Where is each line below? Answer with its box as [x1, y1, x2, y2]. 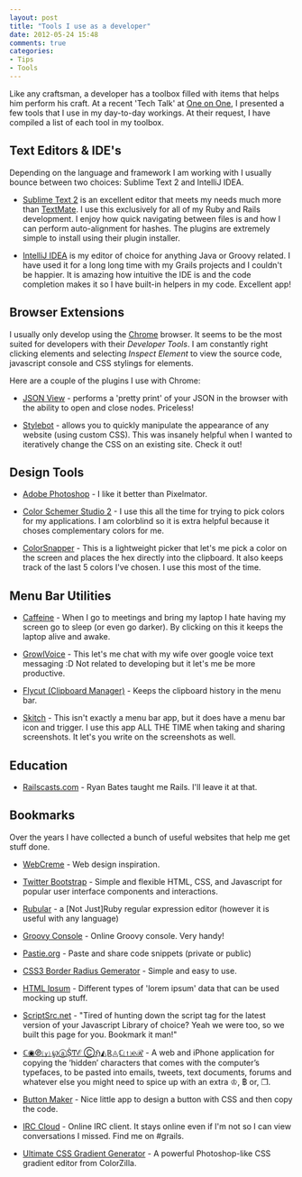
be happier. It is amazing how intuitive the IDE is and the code [22, 269, 252, 280]
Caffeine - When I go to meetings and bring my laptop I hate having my [22, 612, 287, 623]
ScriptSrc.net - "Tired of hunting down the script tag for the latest [22, 1009, 266, 1020]
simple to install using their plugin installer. [22, 232, 180, 244]
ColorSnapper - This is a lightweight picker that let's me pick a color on [22, 543, 287, 554]
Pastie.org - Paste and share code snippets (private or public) [22, 948, 252, 959]
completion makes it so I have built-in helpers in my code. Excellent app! [22, 279, 291, 290]
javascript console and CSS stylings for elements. [9, 357, 194, 368]
